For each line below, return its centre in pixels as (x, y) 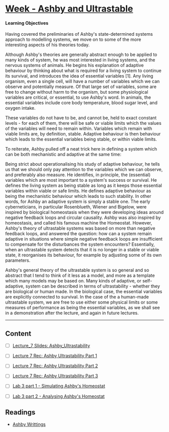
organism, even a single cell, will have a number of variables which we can (82, 82)
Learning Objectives (27, 23)
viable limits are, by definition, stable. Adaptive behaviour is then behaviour (83, 134)
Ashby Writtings (29, 424)
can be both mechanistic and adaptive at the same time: (63, 155)
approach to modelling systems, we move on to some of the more (73, 40)
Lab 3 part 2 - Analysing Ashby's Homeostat (58, 396)
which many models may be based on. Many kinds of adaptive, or (73, 281)
